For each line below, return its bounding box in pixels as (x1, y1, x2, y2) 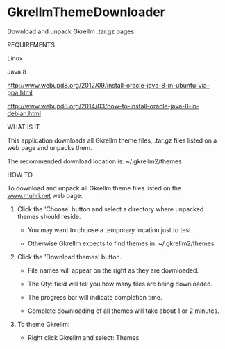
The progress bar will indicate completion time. (27, 293, 162, 301)
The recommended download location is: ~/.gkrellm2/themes (7, 157, 182, 165)
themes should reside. (17, 212, 81, 220)
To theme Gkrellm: (17, 320, 70, 328)
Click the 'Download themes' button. (17, 252, 122, 261)
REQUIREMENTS (7, 40, 56, 49)
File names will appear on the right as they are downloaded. (27, 266, 199, 275)
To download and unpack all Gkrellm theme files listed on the (7, 184, 182, 192)
